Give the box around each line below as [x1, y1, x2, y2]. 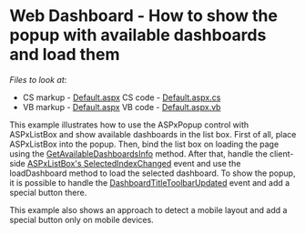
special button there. [9, 187, 87, 198]
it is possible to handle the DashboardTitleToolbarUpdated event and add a [9, 177, 290, 188]
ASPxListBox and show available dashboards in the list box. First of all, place [9, 128, 297, 139]
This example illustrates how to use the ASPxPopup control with [9, 119, 249, 130]
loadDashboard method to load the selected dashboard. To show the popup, [9, 168, 296, 178]
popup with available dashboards [9, 25, 267, 46]
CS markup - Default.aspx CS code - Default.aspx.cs [22, 92, 221, 103]
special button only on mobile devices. [9, 214, 155, 225]
